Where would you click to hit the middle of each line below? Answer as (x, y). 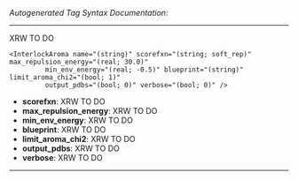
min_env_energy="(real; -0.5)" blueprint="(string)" (144, 70)
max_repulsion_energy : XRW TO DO (90, 111)
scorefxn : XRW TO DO (63, 101)
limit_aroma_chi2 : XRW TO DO (78, 139)
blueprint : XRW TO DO (64, 130)
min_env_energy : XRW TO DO (77, 120)
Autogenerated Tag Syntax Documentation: (89, 13)
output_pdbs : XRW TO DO (71, 148)
